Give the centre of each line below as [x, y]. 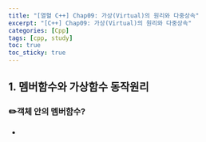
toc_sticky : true [37, 53]
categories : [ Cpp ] [39, 30]
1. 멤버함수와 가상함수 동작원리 [79, 87]
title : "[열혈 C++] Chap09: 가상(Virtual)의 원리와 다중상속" [104, 16]
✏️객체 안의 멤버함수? [47, 112]
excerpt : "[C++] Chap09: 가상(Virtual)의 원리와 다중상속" [100, 23]
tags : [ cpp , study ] [41, 38]
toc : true [25, 45]
